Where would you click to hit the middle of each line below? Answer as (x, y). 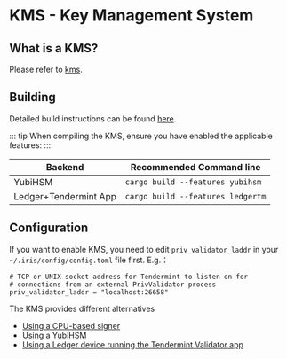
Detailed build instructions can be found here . (93, 118)
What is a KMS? (54, 48)
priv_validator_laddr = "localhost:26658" (89, 292)
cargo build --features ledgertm (195, 196)
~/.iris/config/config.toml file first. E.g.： (89, 260)
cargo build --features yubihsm (193, 182)
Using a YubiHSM (54, 335)
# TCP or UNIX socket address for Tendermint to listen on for (129, 277)
